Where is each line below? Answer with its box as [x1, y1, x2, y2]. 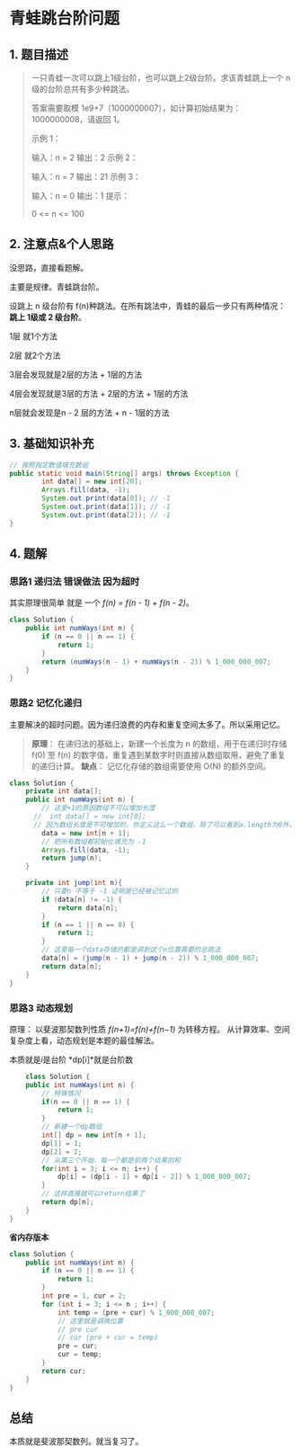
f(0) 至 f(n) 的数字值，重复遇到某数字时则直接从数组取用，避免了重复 [31, 749, 286, 760]
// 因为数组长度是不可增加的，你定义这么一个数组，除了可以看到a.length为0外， [32, 820, 297, 829]
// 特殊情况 [41, 1089, 81, 1098]
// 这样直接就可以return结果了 [41, 1189, 146, 1199]
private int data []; [25, 787, 102, 796]
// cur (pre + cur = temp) [57, 1333, 159, 1343]
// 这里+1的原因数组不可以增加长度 [41, 804, 155, 813]
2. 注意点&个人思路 [9, 237, 114, 252]
